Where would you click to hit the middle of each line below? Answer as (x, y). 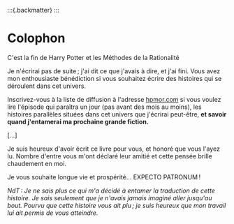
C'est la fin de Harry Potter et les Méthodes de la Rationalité (93, 57)
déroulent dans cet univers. (46, 86)
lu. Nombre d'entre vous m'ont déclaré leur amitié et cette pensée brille (110, 156)
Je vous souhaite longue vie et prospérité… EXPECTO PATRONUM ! (104, 177)
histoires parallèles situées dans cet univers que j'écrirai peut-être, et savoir (117, 114)
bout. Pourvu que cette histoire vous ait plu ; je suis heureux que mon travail (117, 205)
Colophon (36, 38)
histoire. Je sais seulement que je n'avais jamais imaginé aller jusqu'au (110, 197)
